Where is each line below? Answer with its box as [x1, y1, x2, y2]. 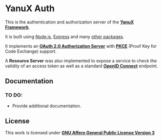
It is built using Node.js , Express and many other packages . [5, 34, 124, 40]
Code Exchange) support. [5, 48, 57, 54]
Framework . [5, 24, 30, 30]
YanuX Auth [5, 3, 55, 14]
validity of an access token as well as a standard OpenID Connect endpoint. [5, 63, 158, 69]
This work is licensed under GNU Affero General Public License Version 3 [5, 130, 155, 136]
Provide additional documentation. [12, 103, 81, 109]
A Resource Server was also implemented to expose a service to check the [5, 58, 157, 63]
